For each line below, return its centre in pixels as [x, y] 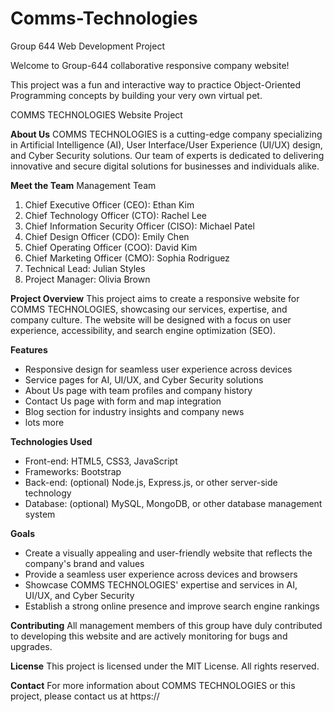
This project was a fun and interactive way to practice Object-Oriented [156, 84]
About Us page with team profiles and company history [138, 390]
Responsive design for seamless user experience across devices [158, 369]
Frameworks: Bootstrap [73, 471]
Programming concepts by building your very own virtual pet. [136, 95]
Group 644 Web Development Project [87, 46]
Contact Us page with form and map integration [123, 401]
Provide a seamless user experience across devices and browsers [161, 574]
